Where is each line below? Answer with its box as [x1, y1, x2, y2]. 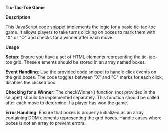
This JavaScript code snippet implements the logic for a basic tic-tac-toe [5, 24, 156, 30]
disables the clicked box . [5, 80, 58, 85]
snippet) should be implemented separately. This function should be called [5, 95, 159, 100]
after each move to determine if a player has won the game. [5, 100, 129, 106]
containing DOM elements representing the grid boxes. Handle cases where [5, 115, 162, 121]
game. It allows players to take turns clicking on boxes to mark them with [5, 29, 156, 35]
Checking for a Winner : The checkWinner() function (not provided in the [5, 89, 155, 95]
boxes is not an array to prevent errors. [5, 120, 86, 126]
